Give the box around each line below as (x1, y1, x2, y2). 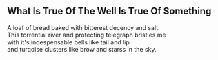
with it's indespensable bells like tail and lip (7, 37, 130, 46)
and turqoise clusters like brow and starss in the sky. (7, 45, 157, 53)
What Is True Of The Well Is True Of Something (7, 5, 212, 17)
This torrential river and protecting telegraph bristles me (7, 31, 167, 39)
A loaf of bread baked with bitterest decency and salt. (7, 23, 160, 31)
